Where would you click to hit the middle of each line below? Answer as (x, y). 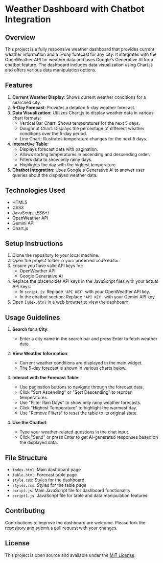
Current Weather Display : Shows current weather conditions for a (79, 97)
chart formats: (26, 118)
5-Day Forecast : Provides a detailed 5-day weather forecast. (74, 107)
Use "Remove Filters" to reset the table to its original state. (79, 413)
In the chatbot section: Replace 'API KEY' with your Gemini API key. (87, 297)
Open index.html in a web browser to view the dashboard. (71, 302)
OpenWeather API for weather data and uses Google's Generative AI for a (79, 59)
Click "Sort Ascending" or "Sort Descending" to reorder (76, 392)
